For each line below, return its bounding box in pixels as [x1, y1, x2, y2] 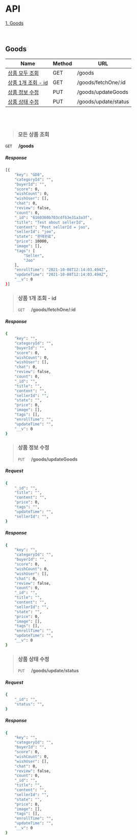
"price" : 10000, [14, 239, 49, 244]
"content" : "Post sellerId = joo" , [14, 225, 90, 230]
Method [52, 60, 72, 67]
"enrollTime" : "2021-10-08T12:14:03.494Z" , [14, 267, 108, 273]
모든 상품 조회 [17, 131, 49, 138]
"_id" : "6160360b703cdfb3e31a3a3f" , [14, 215, 93, 220]
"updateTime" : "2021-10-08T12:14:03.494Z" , [14, 272, 108, 277]
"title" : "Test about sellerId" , [14, 219, 86, 225]
